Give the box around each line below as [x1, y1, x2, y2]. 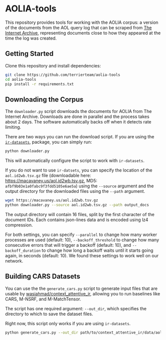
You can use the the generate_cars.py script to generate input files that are [5, 285, 158, 291]
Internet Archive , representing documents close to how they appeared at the [5, 30, 161, 36]
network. [5, 258, 24, 264]
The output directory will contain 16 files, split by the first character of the [5, 211, 155, 217]
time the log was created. [5, 35, 57, 41]
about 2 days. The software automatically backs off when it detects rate [5, 119, 152, 125]
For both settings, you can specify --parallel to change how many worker [5, 231, 157, 237]
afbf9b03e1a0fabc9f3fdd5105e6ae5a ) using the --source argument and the [5, 183, 154, 189]
